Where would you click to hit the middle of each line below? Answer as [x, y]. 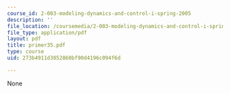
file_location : [29, 26]
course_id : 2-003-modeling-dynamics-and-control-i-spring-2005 [99, 13]
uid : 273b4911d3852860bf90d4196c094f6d [64, 58]
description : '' [30, 20]
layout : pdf [24, 39]
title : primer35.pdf [37, 45]
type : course [26, 52]
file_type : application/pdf [47, 32]
